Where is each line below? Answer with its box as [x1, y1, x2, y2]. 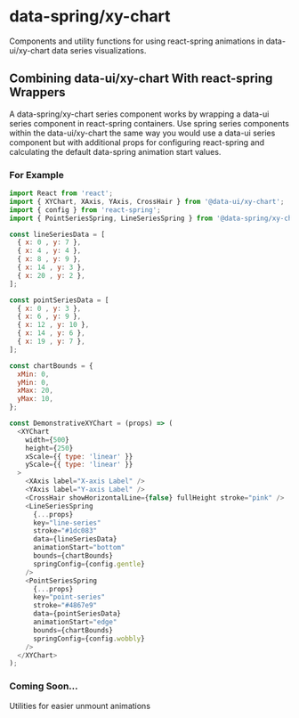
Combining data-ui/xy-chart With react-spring [9, 71, 273, 86]
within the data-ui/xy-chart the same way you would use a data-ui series [9, 127, 276, 138]
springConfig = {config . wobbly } [32, 634, 145, 643]
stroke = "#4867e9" [32, 601, 98, 610]
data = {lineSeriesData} [32, 534, 117, 544]
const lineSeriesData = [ [9, 230, 105, 239]
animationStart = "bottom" [32, 543, 125, 552]
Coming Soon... [9, 680, 78, 692]
